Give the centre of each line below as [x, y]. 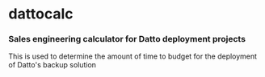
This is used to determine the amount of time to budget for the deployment [132, 56]
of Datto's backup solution [53, 65]
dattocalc [41, 14]
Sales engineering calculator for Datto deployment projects [127, 39]
